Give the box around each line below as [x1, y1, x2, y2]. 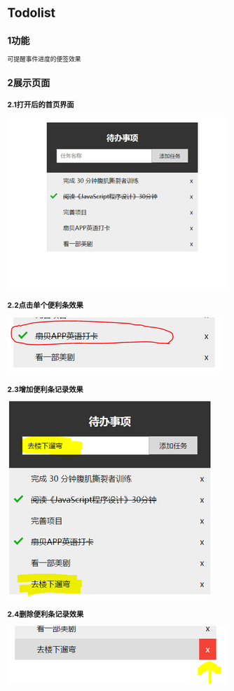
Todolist [7, 5, 56, 21]
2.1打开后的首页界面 [7, 100, 75, 110]
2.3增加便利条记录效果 [7, 384, 84, 394]
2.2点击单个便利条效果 [7, 301, 84, 310]
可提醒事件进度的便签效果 [7, 55, 81, 62]
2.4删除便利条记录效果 [7, 609, 84, 619]
